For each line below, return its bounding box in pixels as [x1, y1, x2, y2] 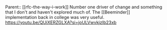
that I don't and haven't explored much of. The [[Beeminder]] [5, 9, 131, 15]
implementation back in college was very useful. [5, 15, 105, 20]
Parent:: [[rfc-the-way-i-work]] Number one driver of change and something [5, 4, 163, 10]
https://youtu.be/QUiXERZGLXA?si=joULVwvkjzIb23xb [5, 19, 117, 25]
